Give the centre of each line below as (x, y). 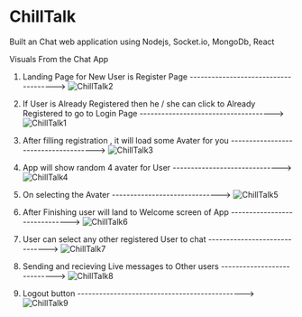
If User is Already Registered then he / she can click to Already (139, 103)
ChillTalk (43, 17)
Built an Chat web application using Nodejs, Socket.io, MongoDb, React (142, 42)
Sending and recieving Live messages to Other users (120, 266)
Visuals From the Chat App (59, 59)
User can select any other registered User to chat (114, 239)
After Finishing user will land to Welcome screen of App (126, 212)
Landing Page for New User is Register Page (105, 76)
